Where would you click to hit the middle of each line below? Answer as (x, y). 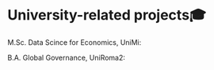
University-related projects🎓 (107, 15)
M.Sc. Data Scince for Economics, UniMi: (75, 42)
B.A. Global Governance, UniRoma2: (67, 57)
